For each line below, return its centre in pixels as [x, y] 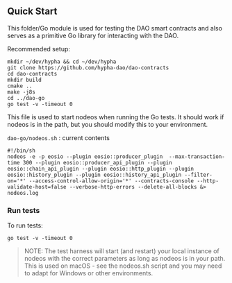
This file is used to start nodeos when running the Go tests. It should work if [116, 117]
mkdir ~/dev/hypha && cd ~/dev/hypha [62, 62]
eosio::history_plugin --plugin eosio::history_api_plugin [94, 175]
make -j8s [22, 92]
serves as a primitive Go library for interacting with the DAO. [93, 35]
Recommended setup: [39, 49]
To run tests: [25, 225]
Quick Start [32, 11]
